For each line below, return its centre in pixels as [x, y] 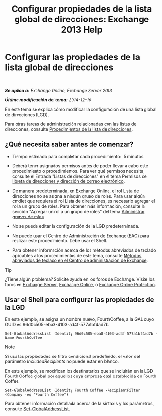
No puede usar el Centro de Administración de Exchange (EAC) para [81, 236]
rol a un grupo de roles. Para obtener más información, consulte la [78, 206]
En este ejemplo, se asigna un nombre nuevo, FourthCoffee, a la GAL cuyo [80, 319]
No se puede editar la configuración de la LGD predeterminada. [76, 226]
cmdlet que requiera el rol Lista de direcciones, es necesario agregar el [83, 201]
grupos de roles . [28, 217]
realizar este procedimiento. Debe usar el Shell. [60, 240]
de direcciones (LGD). [27, 114]
